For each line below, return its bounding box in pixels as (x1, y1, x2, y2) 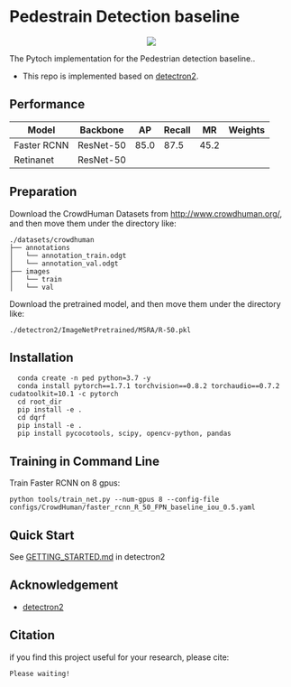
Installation (9, 349, 74, 365)
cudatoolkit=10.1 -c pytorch (9, 390, 119, 399)
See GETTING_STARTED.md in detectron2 (9, 552, 166, 562)
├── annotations (9, 243, 70, 252)
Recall (163, 124, 191, 136)
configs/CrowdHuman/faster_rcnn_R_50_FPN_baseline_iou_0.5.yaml (9, 503, 256, 512)
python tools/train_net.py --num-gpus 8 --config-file (9, 495, 220, 505)
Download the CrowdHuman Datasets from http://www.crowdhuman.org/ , (9, 208, 283, 218)
